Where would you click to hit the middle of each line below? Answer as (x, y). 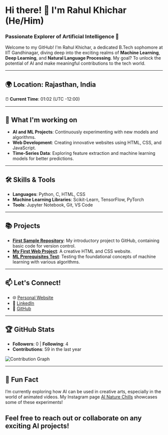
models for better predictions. (43, 159)
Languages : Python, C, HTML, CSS (49, 194)
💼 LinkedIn (23, 303)
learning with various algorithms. (46, 262)
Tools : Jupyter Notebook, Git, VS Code (53, 204)
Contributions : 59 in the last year (47, 349)
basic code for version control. (44, 246)
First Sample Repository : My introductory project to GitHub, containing (86, 241)
